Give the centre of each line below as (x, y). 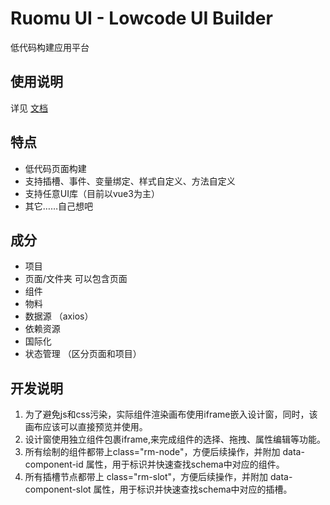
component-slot (58, 489)
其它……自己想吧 (58, 206)
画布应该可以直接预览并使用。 (86, 427)
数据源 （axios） (59, 316)
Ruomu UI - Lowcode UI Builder (141, 18)
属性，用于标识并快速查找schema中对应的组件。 (185, 464)
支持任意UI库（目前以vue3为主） (92, 193)
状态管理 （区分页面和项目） (83, 354)
